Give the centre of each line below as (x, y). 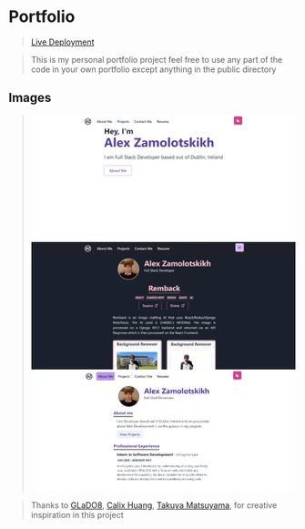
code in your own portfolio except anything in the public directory (153, 69)
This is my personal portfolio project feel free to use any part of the (157, 59)
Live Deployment (62, 42)
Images (30, 98)
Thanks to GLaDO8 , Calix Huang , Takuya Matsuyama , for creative (154, 505)
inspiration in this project (77, 515)
